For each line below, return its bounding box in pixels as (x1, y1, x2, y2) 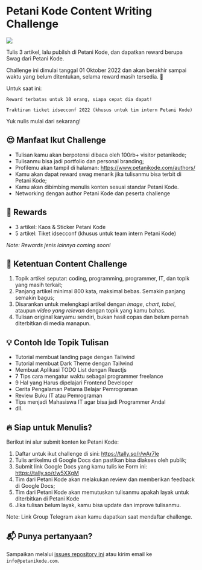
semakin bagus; (14, 294, 55, 302)
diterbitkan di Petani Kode (14, 495, 80, 502)
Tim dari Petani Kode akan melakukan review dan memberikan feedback (14, 476, 195, 483)
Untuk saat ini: (6, 85, 42, 92)
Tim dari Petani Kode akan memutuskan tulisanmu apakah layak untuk (14, 488, 189, 496)
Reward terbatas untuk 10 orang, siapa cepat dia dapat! (6, 96, 153, 102)
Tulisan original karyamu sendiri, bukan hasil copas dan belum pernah (14, 313, 189, 321)
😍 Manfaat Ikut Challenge (6, 135, 107, 146)
